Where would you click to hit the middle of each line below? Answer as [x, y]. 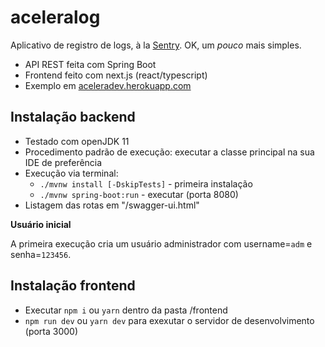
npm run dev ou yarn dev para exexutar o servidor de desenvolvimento [169, 320]
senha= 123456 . [41, 254]
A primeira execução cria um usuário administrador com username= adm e [161, 243]
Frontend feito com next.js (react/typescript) [116, 75]
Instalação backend [73, 117]
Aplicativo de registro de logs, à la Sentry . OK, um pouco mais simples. [156, 45]
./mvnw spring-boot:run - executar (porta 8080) [139, 194]
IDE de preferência [63, 162]
